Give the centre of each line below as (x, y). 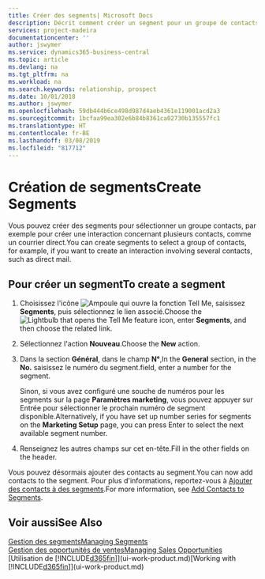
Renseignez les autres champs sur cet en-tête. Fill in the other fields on (134, 448)
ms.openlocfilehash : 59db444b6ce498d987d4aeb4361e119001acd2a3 (114, 112)
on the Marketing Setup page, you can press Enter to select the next (132, 425)
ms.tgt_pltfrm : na (38, 74)
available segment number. (63, 433)
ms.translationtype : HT (47, 126)
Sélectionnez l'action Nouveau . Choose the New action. (110, 344)
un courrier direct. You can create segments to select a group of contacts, (127, 243)
